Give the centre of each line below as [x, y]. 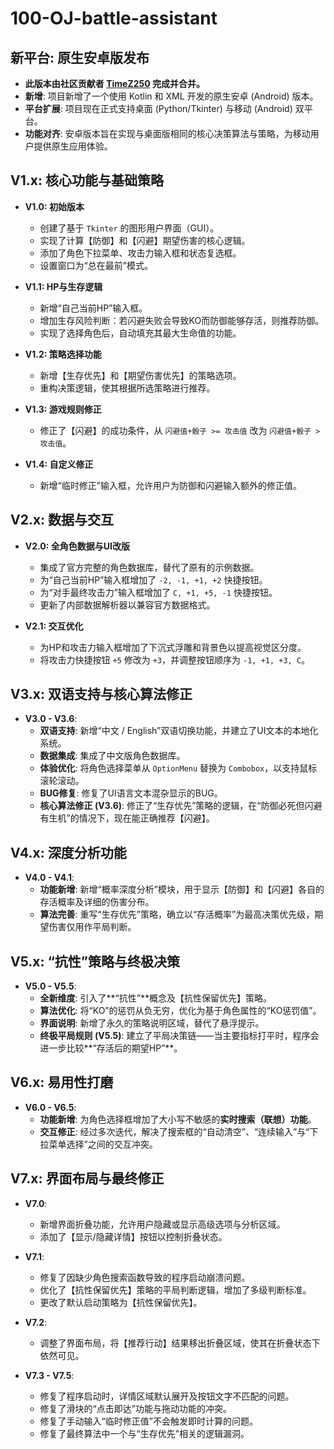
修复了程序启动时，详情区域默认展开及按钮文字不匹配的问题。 [167, 1396]
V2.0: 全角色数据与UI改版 [77, 546]
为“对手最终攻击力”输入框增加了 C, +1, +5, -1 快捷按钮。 [158, 592]
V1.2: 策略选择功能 [63, 354]
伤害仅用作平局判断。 [92, 927]
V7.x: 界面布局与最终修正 [87, 1178]
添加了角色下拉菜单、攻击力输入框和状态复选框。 [140, 253]
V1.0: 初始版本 [54, 206]
